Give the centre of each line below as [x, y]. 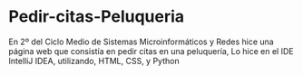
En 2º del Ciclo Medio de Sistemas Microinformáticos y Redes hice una [141, 42]
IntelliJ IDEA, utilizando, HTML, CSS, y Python [94, 61]
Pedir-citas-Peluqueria [97, 17]
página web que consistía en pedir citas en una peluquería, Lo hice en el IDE [151, 51]
